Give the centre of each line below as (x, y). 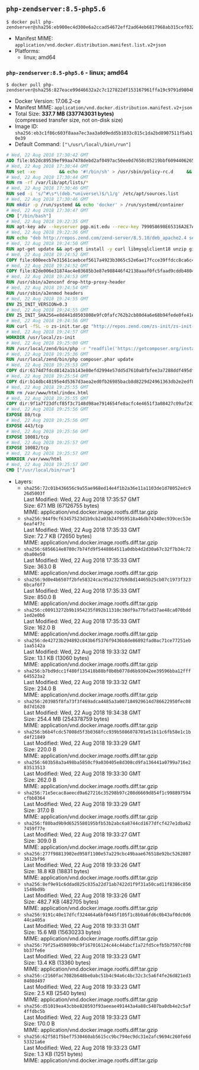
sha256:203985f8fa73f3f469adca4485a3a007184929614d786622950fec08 (107, 701)
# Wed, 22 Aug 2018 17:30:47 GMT (47, 210)
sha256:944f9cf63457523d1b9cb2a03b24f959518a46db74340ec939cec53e (107, 519)
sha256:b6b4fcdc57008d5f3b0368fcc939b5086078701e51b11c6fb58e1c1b (107, 732)
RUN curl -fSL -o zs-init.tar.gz (47, 326)
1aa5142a (34, 646)
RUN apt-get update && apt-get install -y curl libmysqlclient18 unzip (96, 249)
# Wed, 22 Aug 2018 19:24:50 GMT (47, 244)
